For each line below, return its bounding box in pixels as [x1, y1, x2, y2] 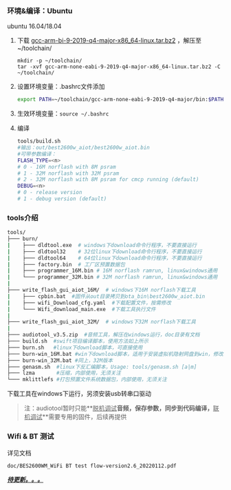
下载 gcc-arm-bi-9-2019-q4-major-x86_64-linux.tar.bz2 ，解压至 [16, 36, 201, 45]
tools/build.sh [16, 138, 61, 145]
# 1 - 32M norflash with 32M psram [16, 170, 120, 177]
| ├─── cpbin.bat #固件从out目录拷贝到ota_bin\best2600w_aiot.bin [7, 292, 206, 300]
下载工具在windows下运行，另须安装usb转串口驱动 [7, 390, 151, 398]
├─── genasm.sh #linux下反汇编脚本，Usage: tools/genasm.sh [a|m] [7, 363, 197, 370]
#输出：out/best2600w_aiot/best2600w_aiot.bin [16, 145, 150, 151]
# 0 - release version [16, 189, 82, 196]
